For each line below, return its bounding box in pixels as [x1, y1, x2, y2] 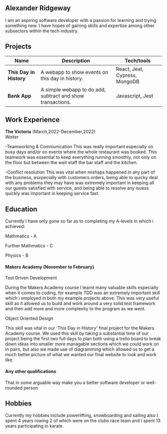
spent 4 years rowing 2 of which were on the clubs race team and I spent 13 [5, 418, 161, 424]
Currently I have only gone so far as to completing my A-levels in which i [5, 218, 154, 224]
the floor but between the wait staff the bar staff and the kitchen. [5, 160, 138, 166]
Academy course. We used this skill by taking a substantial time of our [5, 330, 149, 336]
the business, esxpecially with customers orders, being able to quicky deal [5, 175, 158, 181]
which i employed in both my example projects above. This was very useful [5, 295, 159, 301]
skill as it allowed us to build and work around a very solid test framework [5, 300, 156, 306]
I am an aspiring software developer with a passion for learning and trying [5, 17, 157, 23]
